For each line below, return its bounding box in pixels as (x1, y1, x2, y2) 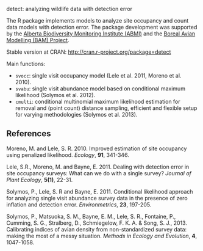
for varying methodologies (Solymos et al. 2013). (15, 111, 138, 118)
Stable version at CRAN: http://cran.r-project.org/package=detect (6, 48, 171, 56)
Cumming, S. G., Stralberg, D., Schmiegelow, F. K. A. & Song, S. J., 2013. (6, 219, 188, 227)
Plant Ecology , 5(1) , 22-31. (6, 176, 73, 183)
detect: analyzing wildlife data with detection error (6, 5, 133, 12)
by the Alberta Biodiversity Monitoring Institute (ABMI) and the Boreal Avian (6, 30, 196, 37)
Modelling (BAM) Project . (6, 37, 69, 43)
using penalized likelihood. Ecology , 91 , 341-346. (6, 151, 129, 158)
